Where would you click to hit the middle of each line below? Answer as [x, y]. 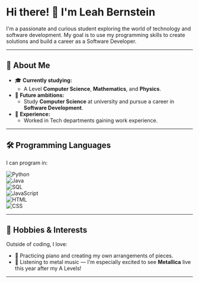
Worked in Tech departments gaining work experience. [91, 120]
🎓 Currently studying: [43, 80]
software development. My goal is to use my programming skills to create [96, 34]
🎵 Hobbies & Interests [47, 230]
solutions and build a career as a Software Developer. [71, 41]
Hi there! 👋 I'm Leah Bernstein [81, 12]
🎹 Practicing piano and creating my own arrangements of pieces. [94, 256]
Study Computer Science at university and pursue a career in [99, 101]
